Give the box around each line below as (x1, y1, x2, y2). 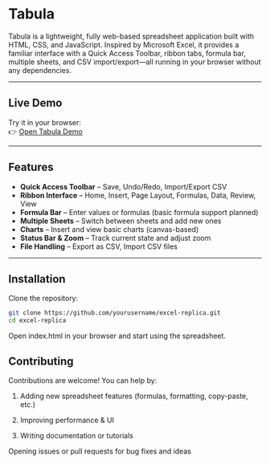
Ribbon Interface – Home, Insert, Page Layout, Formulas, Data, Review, (19, 190, 256, 200)
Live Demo (8, 96, 63, 110)
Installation (8, 272, 66, 286)
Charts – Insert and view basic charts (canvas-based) (19, 224, 199, 234)
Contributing (8, 354, 74, 368)
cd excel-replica (8, 316, 67, 325)
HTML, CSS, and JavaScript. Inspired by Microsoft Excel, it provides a (8, 39, 239, 49)
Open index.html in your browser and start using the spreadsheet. (8, 331, 227, 341)
